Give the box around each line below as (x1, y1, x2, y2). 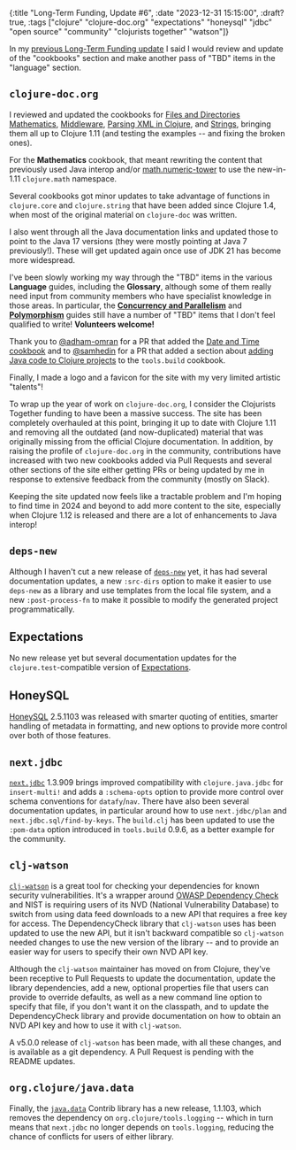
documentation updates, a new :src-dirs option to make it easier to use (9, 575, 272, 586)
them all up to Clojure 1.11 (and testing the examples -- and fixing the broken (9, 127, 285, 138)
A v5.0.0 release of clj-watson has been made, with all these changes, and (9, 1037, 282, 1047)
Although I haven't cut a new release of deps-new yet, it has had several (9, 566, 268, 576)
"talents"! (9, 381, 44, 392)
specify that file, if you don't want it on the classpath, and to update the (9, 1000, 269, 1012)
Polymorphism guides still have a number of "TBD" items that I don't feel (9, 309, 276, 320)
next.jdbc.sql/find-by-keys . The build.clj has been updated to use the (9, 814, 276, 826)
